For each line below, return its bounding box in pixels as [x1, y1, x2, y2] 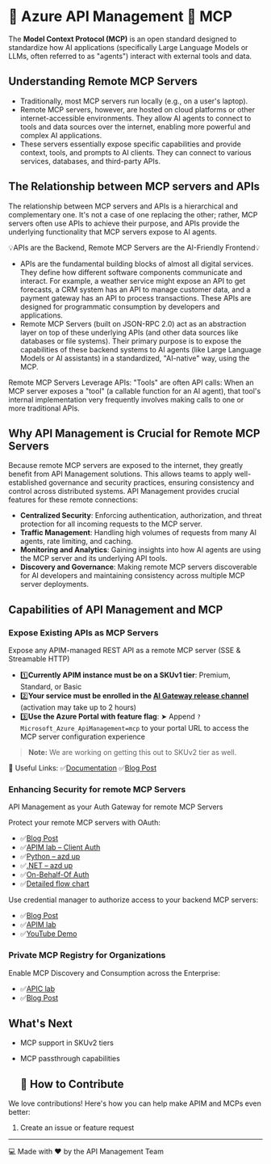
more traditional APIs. [8, 403, 81, 413]
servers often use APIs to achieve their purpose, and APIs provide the [8, 218, 240, 228]
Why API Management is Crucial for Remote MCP [8, 426, 261, 440]
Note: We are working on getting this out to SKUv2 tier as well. [27, 748, 237, 757]
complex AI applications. [19, 130, 102, 140]
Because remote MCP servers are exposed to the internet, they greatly [8, 461, 244, 470]
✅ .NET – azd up [19, 861, 73, 871]
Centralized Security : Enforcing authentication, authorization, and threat [19, 511, 262, 521]
